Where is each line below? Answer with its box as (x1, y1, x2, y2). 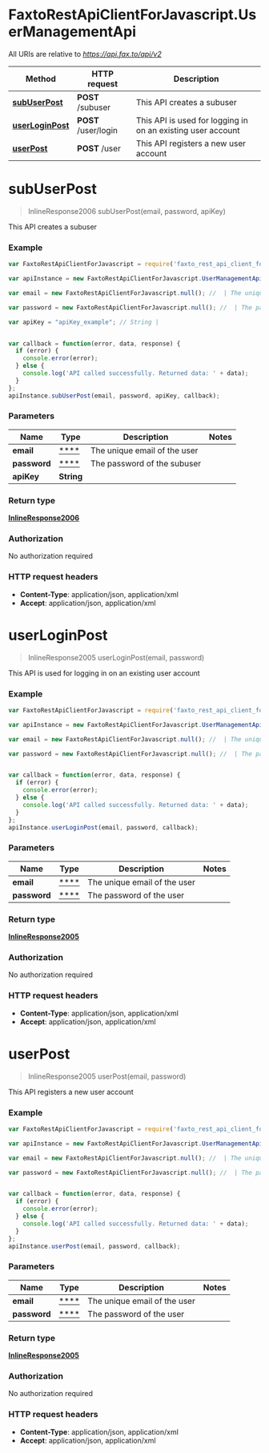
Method (25, 73, 56, 84)
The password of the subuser (90, 458, 202, 469)
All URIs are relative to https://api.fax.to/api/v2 (8, 49, 162, 59)
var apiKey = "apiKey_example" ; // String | (8, 318, 159, 326)
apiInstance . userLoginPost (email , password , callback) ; (8, 823, 199, 831)
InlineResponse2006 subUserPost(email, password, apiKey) (27, 206, 226, 216)
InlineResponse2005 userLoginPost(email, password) (27, 652, 205, 662)
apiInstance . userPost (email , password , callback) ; (8, 1242, 181, 1250)
